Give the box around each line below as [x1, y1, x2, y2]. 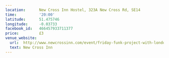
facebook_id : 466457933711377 [5, 26, 73, 31]
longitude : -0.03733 [5, 21, 57, 27]
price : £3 [5, 31, 44, 36]
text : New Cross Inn [10, 45, 53, 50]
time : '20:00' [5, 12, 55, 17]
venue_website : [5, 36, 37, 41]
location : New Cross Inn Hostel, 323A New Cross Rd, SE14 [5, 7, 141, 13]
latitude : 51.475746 [5, 17, 59, 22]
